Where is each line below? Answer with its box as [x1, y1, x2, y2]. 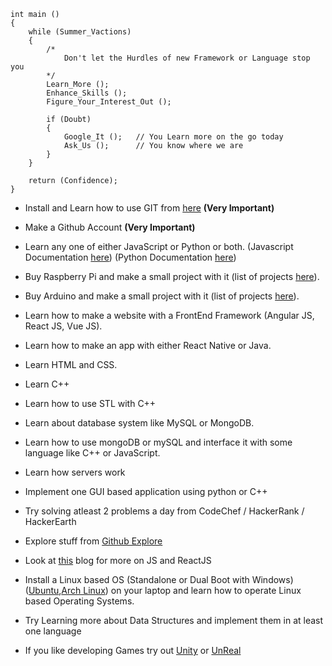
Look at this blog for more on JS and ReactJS [24, 555, 212, 566]
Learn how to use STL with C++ [24, 398, 157, 409]
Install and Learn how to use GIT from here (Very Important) [24, 202, 275, 214]
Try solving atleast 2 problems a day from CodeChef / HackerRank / [24, 505, 305, 517]
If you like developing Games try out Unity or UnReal [24, 645, 242, 656]
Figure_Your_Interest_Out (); [46, 97, 172, 107]
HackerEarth [24, 516, 77, 527]
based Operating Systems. [24, 595, 135, 607]
